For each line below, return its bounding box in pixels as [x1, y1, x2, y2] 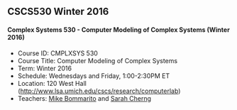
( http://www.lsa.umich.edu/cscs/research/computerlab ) [17, 87, 181, 95]
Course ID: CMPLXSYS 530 [17, 49, 98, 57]
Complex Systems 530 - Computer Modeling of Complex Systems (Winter [7, 25, 231, 34]
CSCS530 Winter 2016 [7, 6, 109, 18]
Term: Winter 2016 [17, 64, 72, 72]
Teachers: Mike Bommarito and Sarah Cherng [17, 94, 151, 102]
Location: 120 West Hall [17, 79, 87, 87]
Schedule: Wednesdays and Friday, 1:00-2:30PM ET [17, 71, 170, 80]
